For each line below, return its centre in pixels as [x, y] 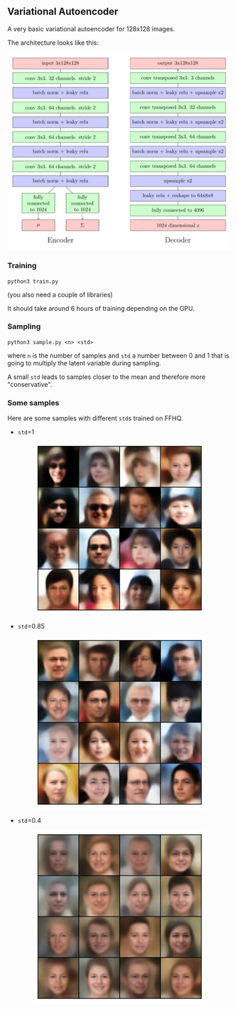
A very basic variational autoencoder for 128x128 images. [91, 28]
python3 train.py [33, 281]
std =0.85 [31, 626]
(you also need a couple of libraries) [60, 294]
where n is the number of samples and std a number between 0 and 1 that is [118, 356]
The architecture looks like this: [53, 43]
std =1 [26, 432]
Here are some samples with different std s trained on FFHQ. [95, 418]
